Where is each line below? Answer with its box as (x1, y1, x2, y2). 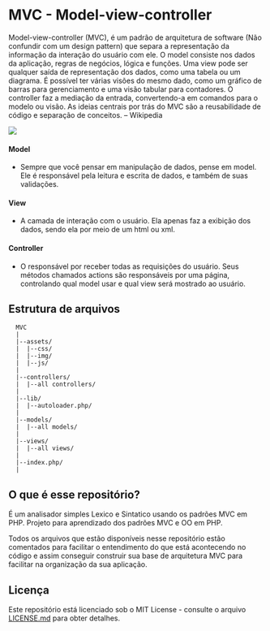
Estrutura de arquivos (8, 302, 120, 316)
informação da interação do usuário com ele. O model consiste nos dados (8, 50, 255, 59)
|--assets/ (15, 338, 53, 346)
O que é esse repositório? (8, 487, 140, 501)
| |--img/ (15, 352, 53, 361)
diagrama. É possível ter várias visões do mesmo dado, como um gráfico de (8, 76, 262, 85)
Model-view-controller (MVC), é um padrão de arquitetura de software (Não (8, 32, 262, 42)
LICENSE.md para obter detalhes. (8, 613, 120, 623)
